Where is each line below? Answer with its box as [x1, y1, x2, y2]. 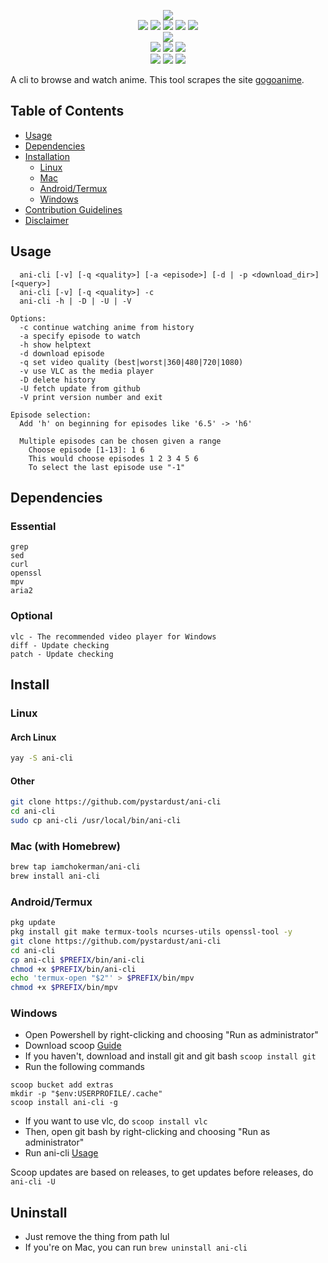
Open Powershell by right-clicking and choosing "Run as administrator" [24, 1029, 319, 1041]
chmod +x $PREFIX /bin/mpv [10, 983, 118, 993]
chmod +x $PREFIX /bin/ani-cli [10, 964, 137, 974]
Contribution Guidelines [24, 203, 123, 215]
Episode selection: [10, 410, 92, 420]
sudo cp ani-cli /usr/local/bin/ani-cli [10, 815, 182, 825]
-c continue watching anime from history [19, 322, 195, 332]
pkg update [10, 918, 56, 928]
